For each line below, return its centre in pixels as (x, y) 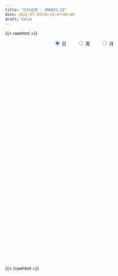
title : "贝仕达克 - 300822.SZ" (36, 10)
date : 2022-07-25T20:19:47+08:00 (40, 15)
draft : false (19, 19)
